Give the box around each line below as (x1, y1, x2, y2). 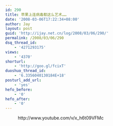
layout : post (5, 26, 33, 31)
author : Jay (5, 21, 30, 27)
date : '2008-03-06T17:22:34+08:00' (5, 17, 80, 22)
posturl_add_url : (5, 78, 42, 83)
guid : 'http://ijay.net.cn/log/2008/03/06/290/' (5, 31, 109, 36)
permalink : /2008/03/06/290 (5, 36, 64, 41)
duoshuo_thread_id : (5, 69, 46, 74)
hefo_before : (5, 87, 33, 92)
